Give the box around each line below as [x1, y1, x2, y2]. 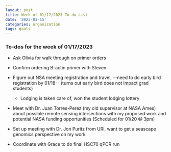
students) [12, 85, 33, 92]
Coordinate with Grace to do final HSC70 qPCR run [12, 141, 120, 147]
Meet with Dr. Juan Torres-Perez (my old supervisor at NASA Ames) [12, 105, 156, 111]
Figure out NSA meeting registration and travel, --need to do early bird [12, 74, 161, 81]
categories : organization [5, 21, 60, 27]
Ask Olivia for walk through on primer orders [12, 55, 106, 61]
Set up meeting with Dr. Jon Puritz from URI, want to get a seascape [12, 126, 157, 132]
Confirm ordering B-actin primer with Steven [12, 65, 107, 71]
